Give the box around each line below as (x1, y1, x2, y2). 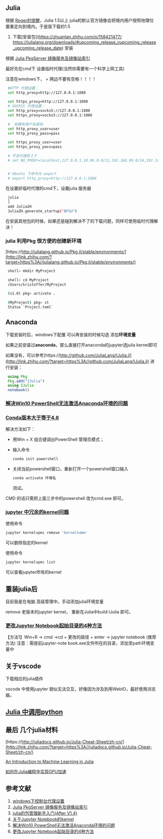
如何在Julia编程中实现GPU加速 (5, 769, 67, 774)
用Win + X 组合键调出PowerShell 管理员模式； (12, 437, 104, 443)
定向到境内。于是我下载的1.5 (14, 23, 71, 29)
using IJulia (7, 383, 34, 388)
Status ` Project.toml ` (7, 305, 54, 309)
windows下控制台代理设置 (12, 798, 65, 804)
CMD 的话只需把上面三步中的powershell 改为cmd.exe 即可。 (5, 496, 126, 501)
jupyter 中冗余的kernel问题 (5, 509, 69, 515)
